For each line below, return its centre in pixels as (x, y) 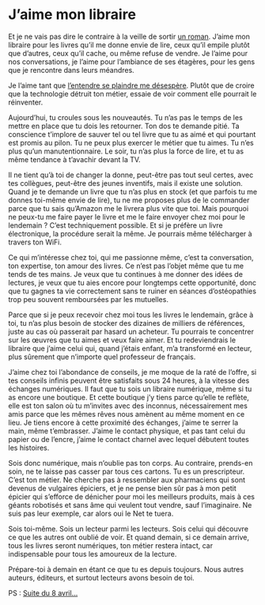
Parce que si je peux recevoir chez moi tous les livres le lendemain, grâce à (131, 315)
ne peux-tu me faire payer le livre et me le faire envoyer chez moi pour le (127, 217)
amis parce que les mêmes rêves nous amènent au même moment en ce (127, 414)
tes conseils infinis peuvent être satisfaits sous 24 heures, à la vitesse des (129, 380)
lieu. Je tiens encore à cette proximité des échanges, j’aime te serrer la (123, 422)
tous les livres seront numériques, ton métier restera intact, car (111, 545)
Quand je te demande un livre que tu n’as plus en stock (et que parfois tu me (133, 191)
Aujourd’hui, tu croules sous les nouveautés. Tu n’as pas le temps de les (125, 117)
